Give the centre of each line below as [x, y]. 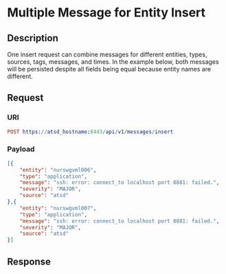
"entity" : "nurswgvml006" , [58, 170]
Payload [21, 149]
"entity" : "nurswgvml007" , [58, 208]
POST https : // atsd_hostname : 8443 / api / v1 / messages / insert [90, 132]
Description [33, 38]
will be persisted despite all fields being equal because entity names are [109, 69]
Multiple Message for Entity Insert [106, 13]
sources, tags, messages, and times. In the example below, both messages [113, 62]
